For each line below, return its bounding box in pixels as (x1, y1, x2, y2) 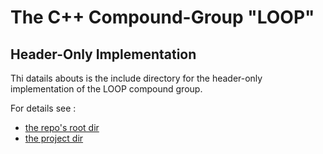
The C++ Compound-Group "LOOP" (10, 6, 315, 29)
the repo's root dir (24, 122, 100, 133)
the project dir (24, 132, 84, 144)
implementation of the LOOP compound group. (10, 83, 203, 95)
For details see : (10, 102, 77, 114)
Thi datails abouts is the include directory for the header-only (10, 72, 263, 84)
